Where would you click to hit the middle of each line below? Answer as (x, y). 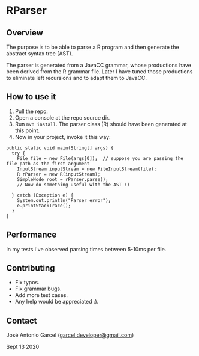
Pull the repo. (31, 111)
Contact (22, 320)
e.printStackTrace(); (44, 206)
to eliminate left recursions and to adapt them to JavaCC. (76, 78)
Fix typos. (27, 283)
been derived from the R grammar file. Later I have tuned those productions (99, 72)
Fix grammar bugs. (38, 289)
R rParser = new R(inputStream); (59, 174)
